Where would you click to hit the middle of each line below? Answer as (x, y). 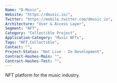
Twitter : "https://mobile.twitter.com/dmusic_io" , (59, 19)
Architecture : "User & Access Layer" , (45, 24)
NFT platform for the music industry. (42, 75)
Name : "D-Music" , (23, 10)
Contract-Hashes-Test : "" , (33, 61)
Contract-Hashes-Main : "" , (33, 56)
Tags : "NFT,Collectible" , (32, 42)
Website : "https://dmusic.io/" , (39, 14)
